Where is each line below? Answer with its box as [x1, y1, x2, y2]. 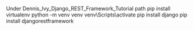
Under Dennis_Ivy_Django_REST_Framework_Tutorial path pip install [6, 5, 171, 12]
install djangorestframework [6, 18, 74, 24]
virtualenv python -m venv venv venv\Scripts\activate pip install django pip [6, 11, 188, 18]
